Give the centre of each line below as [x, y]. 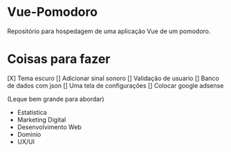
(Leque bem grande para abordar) [56, 99]
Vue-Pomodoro [53, 12]
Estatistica [32, 112]
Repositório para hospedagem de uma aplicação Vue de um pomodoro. [109, 31]
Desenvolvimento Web [49, 127]
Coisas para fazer [59, 59]
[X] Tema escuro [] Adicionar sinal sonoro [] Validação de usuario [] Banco [113, 78]
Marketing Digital [41, 120]
